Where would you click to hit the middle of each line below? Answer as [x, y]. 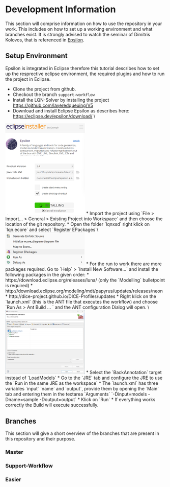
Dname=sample [22, 400]
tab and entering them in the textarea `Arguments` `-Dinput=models [76, 394]
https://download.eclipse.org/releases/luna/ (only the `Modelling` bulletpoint [85, 280]
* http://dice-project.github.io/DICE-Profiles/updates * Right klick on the [81, 296]
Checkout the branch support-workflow [54, 94]
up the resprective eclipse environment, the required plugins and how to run [85, 74]
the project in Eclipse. [28, 79]
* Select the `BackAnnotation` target [124, 373]
